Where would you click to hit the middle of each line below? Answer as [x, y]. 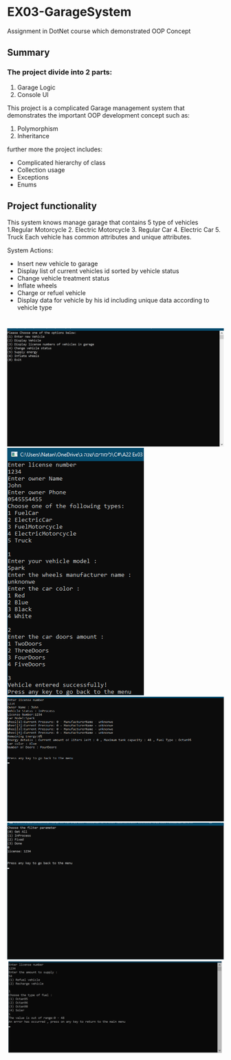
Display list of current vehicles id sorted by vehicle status [98, 271]
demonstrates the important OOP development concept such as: [99, 115]
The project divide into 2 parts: [59, 72]
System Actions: [30, 250]
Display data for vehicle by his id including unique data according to [113, 301]
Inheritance [33, 136]
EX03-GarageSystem [69, 12]
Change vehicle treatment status [63, 279]
